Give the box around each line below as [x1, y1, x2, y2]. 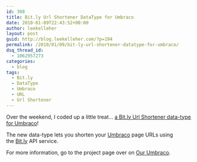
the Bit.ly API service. [6, 137, 59, 144]
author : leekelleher [6, 25, 58, 31]
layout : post [6, 31, 39, 37]
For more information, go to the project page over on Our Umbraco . [6, 149, 171, 156]
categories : [6, 58, 36, 64]
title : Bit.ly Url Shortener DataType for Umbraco [6, 14, 134, 20]
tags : [6, 69, 20, 75]
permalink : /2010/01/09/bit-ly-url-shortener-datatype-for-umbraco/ [6, 42, 179, 48]
